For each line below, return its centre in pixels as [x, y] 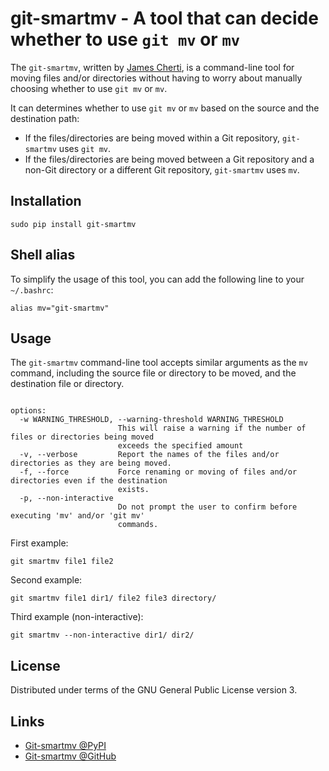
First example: [39, 543]
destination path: [45, 118]
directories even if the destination [89, 481]
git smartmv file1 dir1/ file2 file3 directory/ [113, 598]
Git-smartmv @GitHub [70, 756]
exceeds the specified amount [180, 446]
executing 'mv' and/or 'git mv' [77, 516]
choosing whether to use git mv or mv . [89, 88]
